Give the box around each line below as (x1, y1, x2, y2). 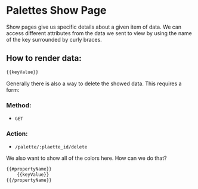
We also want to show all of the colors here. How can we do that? (6, 154, 167, 162)
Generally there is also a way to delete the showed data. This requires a (6, 80, 182, 87)
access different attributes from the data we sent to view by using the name (6, 29, 192, 36)
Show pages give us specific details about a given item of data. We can (6, 23, 182, 30)
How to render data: (6, 53, 82, 63)
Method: (6, 101, 32, 109)
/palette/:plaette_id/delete (14, 144, 88, 150)
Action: (6, 129, 28, 138)
